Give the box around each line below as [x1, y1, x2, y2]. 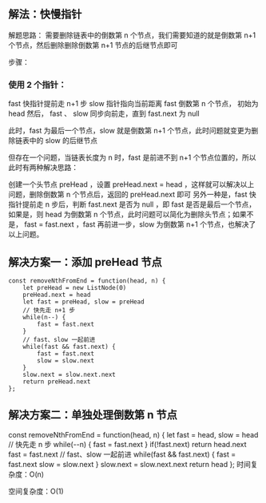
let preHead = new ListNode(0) [22, 283, 127, 291]
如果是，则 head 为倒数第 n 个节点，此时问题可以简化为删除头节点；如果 [8, 210, 248, 220]
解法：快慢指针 [8, 7, 82, 22]
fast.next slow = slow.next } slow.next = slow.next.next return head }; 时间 [8, 459, 252, 469]
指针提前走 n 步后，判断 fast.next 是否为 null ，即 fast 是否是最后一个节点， [8, 200, 256, 209]
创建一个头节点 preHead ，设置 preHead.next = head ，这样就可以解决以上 [8, 180, 255, 189]
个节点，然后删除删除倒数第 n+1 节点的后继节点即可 [8, 40, 178, 50]
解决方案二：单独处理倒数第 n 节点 [8, 408, 178, 422]
